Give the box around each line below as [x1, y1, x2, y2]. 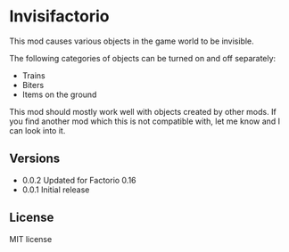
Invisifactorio [9, 6, 110, 27]
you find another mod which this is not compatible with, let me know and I [9, 116, 281, 126]
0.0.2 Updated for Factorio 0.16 [21, 175, 136, 185]
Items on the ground [21, 89, 97, 100]
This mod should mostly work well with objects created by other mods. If [9, 106, 277, 117]
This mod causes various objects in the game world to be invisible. [9, 36, 254, 46]
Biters [21, 79, 45, 90]
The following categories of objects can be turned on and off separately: [9, 53, 277, 63]
